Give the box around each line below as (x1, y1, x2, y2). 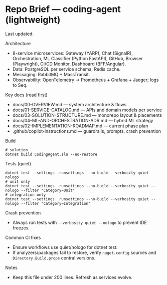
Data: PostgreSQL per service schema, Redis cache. (12, 66, 121, 72)
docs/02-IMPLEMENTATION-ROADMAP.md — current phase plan (12, 123, 148, 129)
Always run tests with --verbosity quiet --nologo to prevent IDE (12, 219, 147, 225)
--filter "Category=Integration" (21, 201, 91, 206)
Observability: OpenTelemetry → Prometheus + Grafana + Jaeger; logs (12, 77, 159, 83)
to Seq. (12, 82, 28, 88)
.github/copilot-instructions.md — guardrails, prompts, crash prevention (12, 128, 161, 134)
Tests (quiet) (5, 160, 32, 166)
